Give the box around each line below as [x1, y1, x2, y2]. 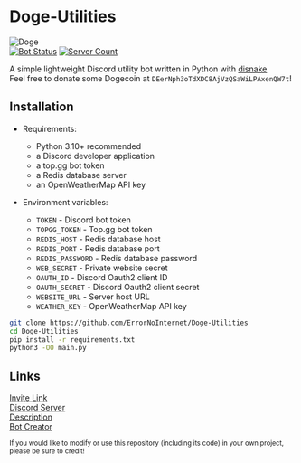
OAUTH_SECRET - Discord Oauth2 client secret [35, 281, 200, 292]
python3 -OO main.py [9, 344, 88, 353]
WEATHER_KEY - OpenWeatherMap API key [35, 300, 187, 311]
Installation [9, 99, 74, 115]
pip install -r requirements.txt [9, 335, 136, 345]
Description [9, 411, 52, 422]
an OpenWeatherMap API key [35, 179, 146, 190]
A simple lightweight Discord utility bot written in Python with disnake [9, 63, 268, 74]
